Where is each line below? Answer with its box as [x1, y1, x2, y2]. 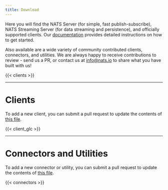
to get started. [5, 37, 34, 43]
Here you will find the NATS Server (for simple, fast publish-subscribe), [5, 21, 152, 27]
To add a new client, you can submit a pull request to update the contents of [5, 111, 162, 117]
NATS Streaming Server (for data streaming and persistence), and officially [5, 26, 159, 32]
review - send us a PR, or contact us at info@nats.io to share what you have [5, 57, 161, 63]
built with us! [5, 62, 31, 68]
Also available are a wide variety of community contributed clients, [5, 46, 142, 52]
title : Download [5, 7, 39, 12]
